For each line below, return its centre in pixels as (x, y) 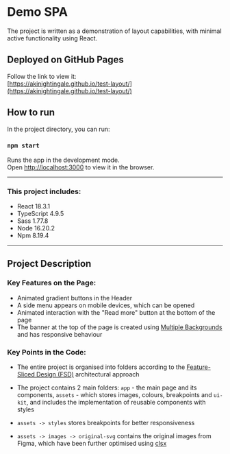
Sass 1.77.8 (33, 221)
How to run (31, 113)
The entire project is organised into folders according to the (101, 367)
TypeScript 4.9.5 (40, 214)
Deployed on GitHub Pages (66, 60)
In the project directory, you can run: (59, 129)
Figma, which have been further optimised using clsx (92, 444)
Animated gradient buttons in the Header (74, 298)
